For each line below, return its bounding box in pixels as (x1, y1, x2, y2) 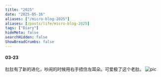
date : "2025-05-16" (5, 12, 46, 17)
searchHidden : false (5, 35, 48, 40)
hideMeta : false (5, 30, 39, 35)
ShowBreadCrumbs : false (5, 39, 54, 44)
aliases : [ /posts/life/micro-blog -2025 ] (5, 21, 90, 26)
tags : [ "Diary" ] (5, 26, 39, 31)
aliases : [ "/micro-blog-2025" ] (5, 16, 70, 21)
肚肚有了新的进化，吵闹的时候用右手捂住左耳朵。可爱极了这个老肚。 (5, 66, 144, 72)
